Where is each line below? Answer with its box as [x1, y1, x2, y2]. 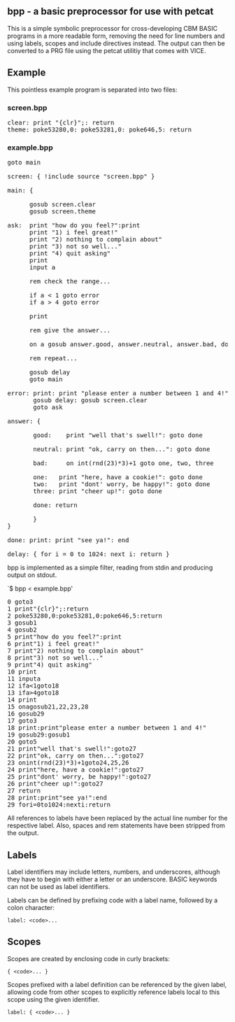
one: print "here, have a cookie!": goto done [33, 474, 203, 481]
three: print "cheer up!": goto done [33, 488, 163, 495]
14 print [7, 696, 37, 704]
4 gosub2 [7, 626, 37, 634]
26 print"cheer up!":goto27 [7, 780, 104, 788]
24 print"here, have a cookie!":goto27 [7, 766, 144, 774]
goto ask [33, 404, 63, 411]
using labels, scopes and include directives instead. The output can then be [7, 38, 225, 48]
